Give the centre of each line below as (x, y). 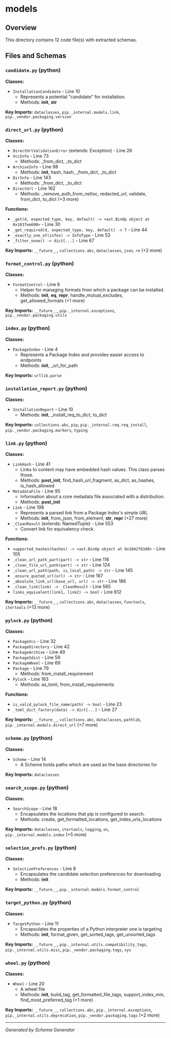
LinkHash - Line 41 (32, 464)
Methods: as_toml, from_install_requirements (67, 684)
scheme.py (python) (29, 738)
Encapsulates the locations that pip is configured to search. (82, 814)
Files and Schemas (36, 56)
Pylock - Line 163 (31, 679)
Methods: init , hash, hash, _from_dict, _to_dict (68, 172)
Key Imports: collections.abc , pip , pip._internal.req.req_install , (77, 424)
